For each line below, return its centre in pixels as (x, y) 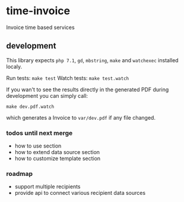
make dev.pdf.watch (30, 107)
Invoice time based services (41, 27)
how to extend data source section (57, 152)
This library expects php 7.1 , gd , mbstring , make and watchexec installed (93, 60)
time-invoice (38, 11)
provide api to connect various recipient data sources (80, 193)
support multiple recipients (47, 187)
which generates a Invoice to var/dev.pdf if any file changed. (81, 117)
